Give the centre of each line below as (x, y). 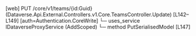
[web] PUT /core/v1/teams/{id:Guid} (49, 8)
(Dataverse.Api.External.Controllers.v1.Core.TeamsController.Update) (89, 15)
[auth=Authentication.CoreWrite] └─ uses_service (80, 21)
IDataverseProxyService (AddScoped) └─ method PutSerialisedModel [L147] (98, 27)
